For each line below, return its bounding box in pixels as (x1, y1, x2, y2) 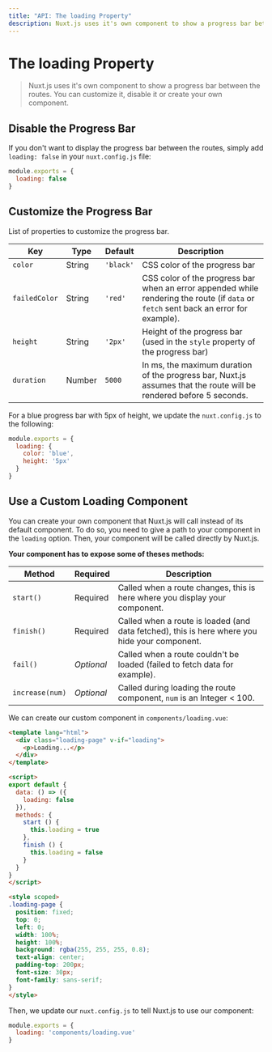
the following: (8, 418, 54, 429)
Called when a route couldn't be (117, 648, 240, 660)
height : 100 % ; (15, 938, 63, 947)
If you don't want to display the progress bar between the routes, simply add (8, 143, 264, 153)
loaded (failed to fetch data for (117, 659, 234, 670)
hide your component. (117, 635, 202, 647)
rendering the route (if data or (142, 292, 255, 303)
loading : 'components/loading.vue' (15, 1029, 136, 1037)
